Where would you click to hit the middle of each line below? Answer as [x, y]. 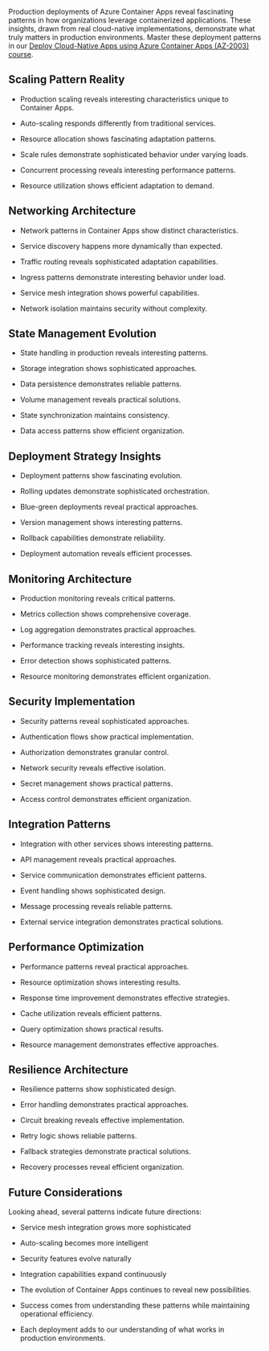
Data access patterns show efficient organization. [102, 431]
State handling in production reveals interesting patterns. [114, 353]
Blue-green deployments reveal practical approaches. [109, 507]
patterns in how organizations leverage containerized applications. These [130, 20]
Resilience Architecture [68, 1070]
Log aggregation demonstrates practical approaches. [108, 630]
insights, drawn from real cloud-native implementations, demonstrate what [132, 29]
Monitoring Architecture [70, 579]
